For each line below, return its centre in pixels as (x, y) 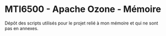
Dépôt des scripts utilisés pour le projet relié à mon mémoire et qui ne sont (81, 23)
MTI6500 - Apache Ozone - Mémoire (83, 9)
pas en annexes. (21, 28)
